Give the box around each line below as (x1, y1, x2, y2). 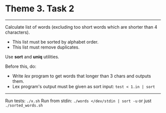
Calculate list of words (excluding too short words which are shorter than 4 (5, 24, 158, 30)
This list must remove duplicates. (12, 44, 80, 50)
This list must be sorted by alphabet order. (12, 39, 99, 45)
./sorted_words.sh (5, 103, 43, 108)
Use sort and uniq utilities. (5, 54, 59, 59)
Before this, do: (5, 63, 37, 69)
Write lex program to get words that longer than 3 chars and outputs (12, 73, 151, 79)
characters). (5, 29, 30, 35)
